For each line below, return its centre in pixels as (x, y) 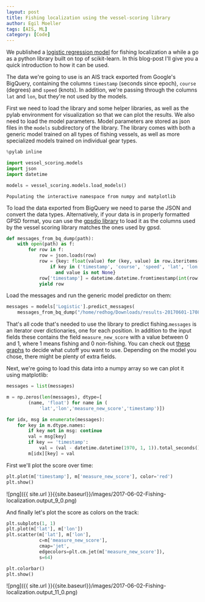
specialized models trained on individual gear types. (72, 141)
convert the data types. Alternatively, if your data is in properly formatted (98, 214)
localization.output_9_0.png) (42, 500)
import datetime (27, 174)
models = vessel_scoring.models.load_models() (67, 185)
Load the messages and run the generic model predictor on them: (89, 295)
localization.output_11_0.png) (42, 592)
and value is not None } (85, 273)
